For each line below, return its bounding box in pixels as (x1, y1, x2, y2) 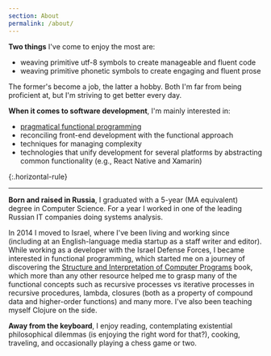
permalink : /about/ (8, 19, 74, 28)
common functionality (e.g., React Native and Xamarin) (19, 155, 202, 166)
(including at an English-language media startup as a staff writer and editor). (8, 236, 262, 246)
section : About (8, 11, 60, 20)
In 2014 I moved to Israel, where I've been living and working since (8, 227, 230, 237)
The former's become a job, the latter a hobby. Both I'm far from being (8, 82, 242, 91)
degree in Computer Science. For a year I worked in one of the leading (8, 203, 242, 213)
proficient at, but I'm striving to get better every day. (8, 90, 182, 100)
